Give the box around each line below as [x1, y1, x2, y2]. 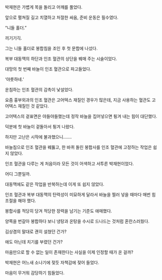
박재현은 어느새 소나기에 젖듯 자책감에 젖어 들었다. [5, 260, 100, 265]
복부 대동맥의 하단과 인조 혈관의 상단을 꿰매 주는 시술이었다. [5, 56, 118, 62]
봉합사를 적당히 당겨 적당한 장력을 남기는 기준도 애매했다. [5, 208, 112, 214]
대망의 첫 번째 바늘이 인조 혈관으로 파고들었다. [5, 66, 92, 72]
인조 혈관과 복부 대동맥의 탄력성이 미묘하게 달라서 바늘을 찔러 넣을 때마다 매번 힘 [5, 192, 156, 198]
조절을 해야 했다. [5, 198, 36, 203]
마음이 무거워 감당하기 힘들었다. [5, 270, 65, 276]
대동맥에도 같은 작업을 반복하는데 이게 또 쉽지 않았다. [5, 181, 104, 187]
